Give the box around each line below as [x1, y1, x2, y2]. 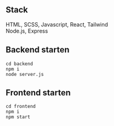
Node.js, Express [5, 27, 49, 34]
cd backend [5, 60, 33, 67]
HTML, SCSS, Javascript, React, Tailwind [5, 20, 109, 28]
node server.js [5, 71, 44, 77]
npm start [5, 114, 31, 120]
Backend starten [5, 45, 70, 55]
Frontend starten [5, 87, 71, 98]
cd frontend [5, 104, 36, 110]
